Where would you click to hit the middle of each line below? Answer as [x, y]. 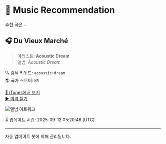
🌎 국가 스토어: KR [22, 80]
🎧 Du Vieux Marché [37, 41]
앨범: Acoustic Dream [39, 62]
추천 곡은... [16, 24]
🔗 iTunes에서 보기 [23, 92]
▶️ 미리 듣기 [17, 98]
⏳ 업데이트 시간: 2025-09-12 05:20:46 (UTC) [50, 120]
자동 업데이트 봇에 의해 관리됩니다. [38, 136]
